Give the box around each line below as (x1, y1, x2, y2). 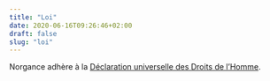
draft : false (9, 29, 58, 38)
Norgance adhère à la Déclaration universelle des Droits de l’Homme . (9, 62, 261, 72)
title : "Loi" (9, 12, 58, 22)
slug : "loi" (9, 37, 53, 47)
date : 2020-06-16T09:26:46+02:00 (9, 21, 133, 30)
